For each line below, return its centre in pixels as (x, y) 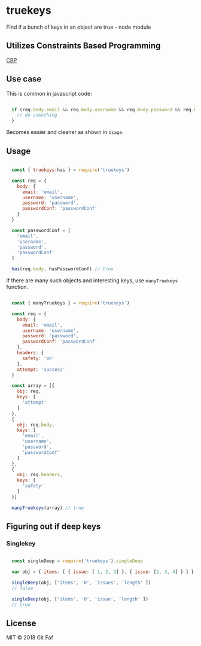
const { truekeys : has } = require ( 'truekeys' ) (71, 170)
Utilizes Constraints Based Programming (83, 46)
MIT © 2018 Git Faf (30, 638)
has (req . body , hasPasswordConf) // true (63, 269)
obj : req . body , (36, 425)
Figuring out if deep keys (54, 527)
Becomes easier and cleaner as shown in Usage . (65, 132)
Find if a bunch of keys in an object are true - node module (79, 27)
